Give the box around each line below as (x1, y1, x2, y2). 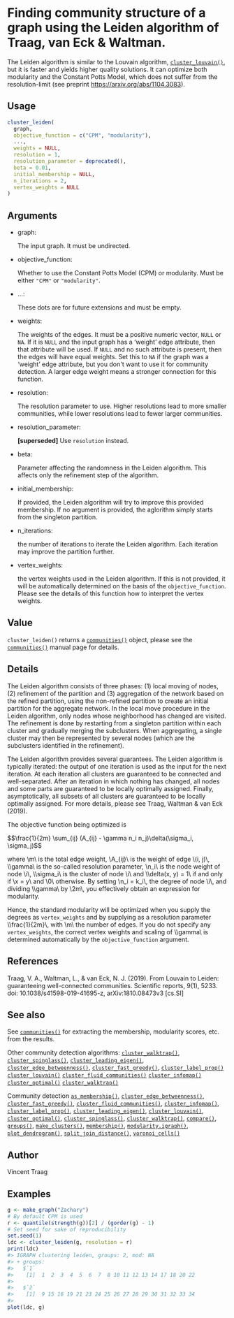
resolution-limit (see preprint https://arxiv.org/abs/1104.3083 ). (7, 80, 185, 88)
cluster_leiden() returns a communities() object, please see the (7, 635, 193, 644)
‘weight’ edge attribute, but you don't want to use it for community (17, 360, 208, 368)
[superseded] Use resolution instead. (17, 437, 129, 445)
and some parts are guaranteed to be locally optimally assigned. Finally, (7, 784, 214, 792)
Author (7, 1149, 38, 1161)
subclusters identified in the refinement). (7, 741, 124, 749)
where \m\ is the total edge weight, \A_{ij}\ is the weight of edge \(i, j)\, (7, 855, 210, 863)
